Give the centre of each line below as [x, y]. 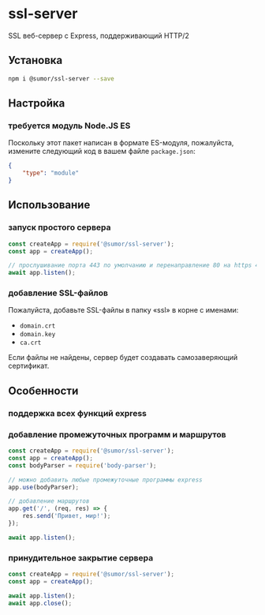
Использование [49, 205]
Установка [35, 60]
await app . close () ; [40, 603]
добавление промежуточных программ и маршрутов [117, 434]
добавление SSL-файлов [58, 293]
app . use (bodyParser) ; [44, 487]
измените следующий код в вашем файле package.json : [102, 152]
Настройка [37, 103]
